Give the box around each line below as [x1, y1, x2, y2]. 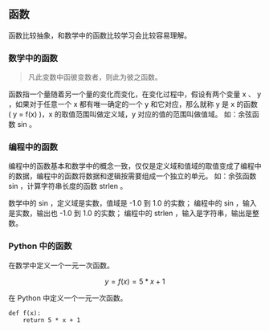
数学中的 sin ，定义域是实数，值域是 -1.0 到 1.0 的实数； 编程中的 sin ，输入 [8, 198, 257, 208]
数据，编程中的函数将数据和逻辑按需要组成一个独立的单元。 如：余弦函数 [14, 171, 257, 181]
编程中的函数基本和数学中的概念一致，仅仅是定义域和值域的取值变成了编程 [8, 161, 255, 171]
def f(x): [8, 309, 42, 317]
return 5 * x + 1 [22, 316, 81, 324]
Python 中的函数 [8, 240, 72, 251]
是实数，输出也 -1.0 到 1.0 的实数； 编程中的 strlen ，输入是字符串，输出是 [8, 208, 253, 219]
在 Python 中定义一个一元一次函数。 [8, 292, 128, 303]
